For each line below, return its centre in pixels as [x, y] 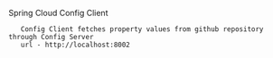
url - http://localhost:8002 [75, 45]
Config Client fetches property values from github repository [142, 29]
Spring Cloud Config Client [58, 13]
